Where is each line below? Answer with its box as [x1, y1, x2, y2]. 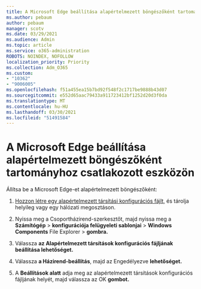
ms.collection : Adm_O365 [6, 64, 68, 71]
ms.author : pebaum [6, 14, 52, 20]
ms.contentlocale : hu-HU [6, 103, 68, 110]
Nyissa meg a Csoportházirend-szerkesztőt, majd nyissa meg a [14, 215, 172, 222]
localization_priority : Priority [6, 59, 90, 65]
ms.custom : [6, 70, 33, 76]
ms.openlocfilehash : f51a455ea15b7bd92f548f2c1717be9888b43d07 [6, 87, 167, 93]
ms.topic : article [6, 43, 52, 49]
